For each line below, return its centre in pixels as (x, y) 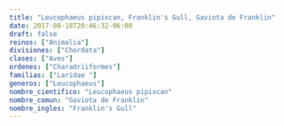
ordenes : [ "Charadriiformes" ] (65, 67)
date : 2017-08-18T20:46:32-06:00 (71, 26)
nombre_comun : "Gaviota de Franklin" (79, 100)
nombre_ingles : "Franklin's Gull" (73, 108)
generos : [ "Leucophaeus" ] (57, 83)
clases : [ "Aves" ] (41, 59)
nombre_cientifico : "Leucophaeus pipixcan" (91, 91)
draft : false (33, 34)
